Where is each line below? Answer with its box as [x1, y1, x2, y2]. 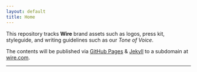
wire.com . [6, 54, 30, 61]
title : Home [6, 14, 35, 20]
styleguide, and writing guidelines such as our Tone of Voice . [6, 36, 154, 43]
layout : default [6, 8, 46, 15]
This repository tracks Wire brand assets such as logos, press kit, [6, 30, 165, 37]
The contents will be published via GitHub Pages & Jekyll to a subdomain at [6, 47, 189, 54]
